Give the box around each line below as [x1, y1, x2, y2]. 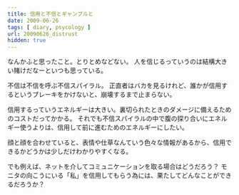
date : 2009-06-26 [7, 17, 59, 24]
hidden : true [7, 37, 46, 44]
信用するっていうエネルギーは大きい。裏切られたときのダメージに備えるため [7, 105, 232, 114]
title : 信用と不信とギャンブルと [7, 10, 94, 18]
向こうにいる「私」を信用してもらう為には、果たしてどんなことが [26, 172, 220, 180]
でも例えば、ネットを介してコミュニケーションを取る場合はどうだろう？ [7, 162, 220, 171]
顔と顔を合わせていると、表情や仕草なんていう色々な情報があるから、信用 [7, 138, 226, 147]
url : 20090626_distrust [7, 30, 78, 38]
